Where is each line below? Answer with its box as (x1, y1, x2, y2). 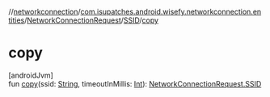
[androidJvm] (8, 70, 54, 80)
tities (8, 15, 25, 25)
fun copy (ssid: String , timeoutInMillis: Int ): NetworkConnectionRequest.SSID (8, 78, 262, 88)
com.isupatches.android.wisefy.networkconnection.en (80, 7, 262, 16)
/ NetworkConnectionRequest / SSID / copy (23, 15, 159, 25)
